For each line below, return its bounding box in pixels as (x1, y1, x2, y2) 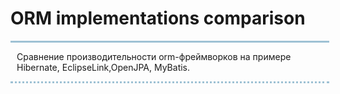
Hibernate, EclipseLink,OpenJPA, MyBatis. (16, 61, 191, 73)
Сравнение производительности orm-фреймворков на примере (16, 50, 292, 62)
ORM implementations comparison (10, 7, 306, 30)
